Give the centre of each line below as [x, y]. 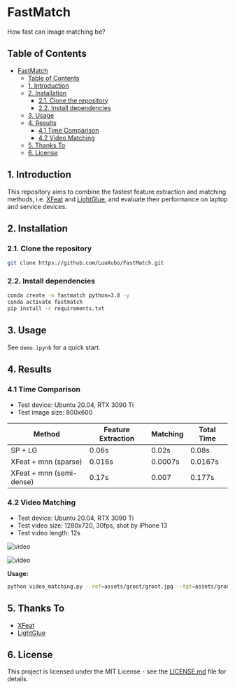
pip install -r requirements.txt [56, 309]
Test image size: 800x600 [55, 412]
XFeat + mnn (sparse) [47, 462]
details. [18, 679]
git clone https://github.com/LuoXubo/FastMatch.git [86, 263]
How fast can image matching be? [56, 32]
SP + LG [24, 450]
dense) [22, 481]
